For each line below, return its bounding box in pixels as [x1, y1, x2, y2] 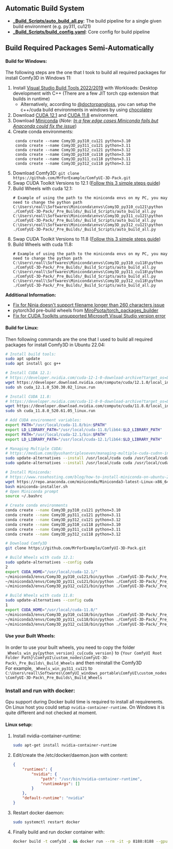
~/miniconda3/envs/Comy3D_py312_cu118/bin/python [5, 622, 114, 627]
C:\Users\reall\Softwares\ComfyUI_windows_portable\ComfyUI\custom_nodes [5, 670, 167, 676]
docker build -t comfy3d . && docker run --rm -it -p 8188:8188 [12, 839, 154, 844]
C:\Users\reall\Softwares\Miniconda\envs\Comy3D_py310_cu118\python [12, 260, 163, 266]
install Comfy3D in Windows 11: [5, 75, 72, 81]
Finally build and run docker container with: [12, 828, 105, 835]
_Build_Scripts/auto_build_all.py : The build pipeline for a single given [12, 17, 162, 24]
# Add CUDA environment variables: [5, 418, 82, 423]
